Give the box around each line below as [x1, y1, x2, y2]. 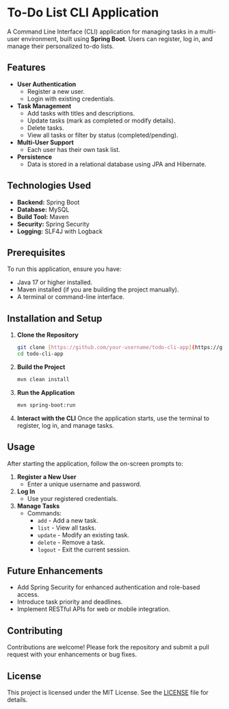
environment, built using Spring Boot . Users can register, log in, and [21, 34, 213, 42]
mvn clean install [16, 376, 70, 383]
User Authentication [16, 80, 77, 88]
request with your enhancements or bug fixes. [7, 650, 137, 658]
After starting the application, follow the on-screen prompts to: [7, 459, 183, 467]
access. [16, 591, 40, 599]
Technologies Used [7, 180, 91, 192]
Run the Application [16, 388, 75, 396]
